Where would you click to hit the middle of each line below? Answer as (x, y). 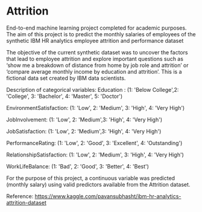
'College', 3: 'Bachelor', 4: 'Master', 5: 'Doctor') (65, 96)
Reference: (20, 196)
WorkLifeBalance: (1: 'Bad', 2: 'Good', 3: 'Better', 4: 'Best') (78, 166)
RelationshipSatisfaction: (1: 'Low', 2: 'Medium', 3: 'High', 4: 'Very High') (95, 155)
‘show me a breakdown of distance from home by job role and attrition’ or (97, 65)
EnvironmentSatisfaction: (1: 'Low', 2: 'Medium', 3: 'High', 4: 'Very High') (96, 108)
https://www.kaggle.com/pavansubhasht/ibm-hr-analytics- (108, 196)
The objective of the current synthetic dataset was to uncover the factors (97, 52)
